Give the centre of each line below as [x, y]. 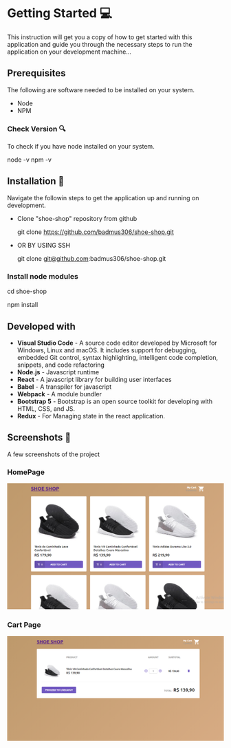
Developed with [41, 327]
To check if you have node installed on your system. [81, 147]
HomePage [26, 472]
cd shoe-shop [27, 291]
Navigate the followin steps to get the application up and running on [103, 197]
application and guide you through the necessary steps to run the [100, 44]
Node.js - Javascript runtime [58, 372]
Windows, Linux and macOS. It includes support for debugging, [107, 350]
